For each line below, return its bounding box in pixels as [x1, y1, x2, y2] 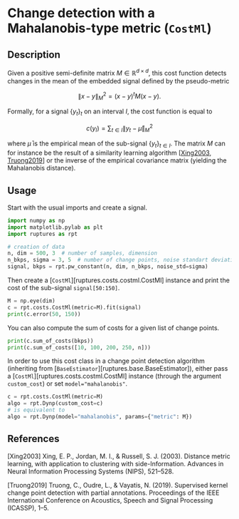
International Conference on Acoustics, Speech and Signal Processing [7, 495, 213, 504]
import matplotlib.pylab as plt [7, 223, 103, 231]
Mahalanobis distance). [7, 164, 76, 173]
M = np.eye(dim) [7, 297, 55, 304]
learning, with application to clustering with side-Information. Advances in [7, 459, 224, 468]
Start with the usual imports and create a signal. [7, 203, 148, 212]
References [7, 433, 60, 445]
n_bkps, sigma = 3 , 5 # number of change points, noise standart [7, 257, 208, 264]
